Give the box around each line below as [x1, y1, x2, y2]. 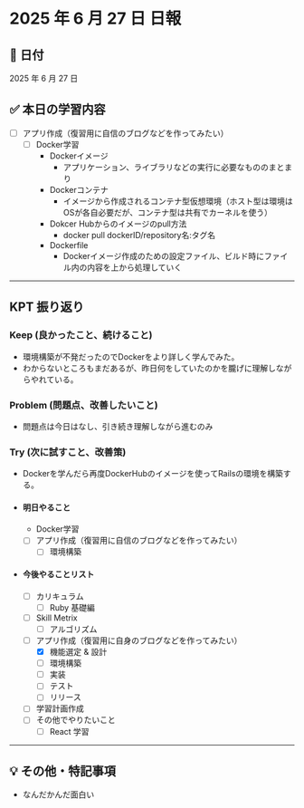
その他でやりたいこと [35, 715, 116, 726]
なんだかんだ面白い [22, 789, 95, 800]
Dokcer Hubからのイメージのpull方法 [49, 218, 187, 229]
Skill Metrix [35, 612, 79, 623]
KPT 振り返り [9, 300, 84, 315]
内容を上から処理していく [87, 262, 183, 273]
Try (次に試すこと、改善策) [9, 446, 127, 458]
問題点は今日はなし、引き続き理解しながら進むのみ [22, 420, 214, 431]
